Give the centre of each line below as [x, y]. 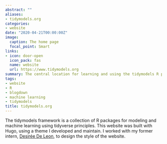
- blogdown [16, 93]
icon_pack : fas [25, 60]
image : [12, 38]
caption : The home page [34, 42]
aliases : [14, 14]
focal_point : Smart [30, 47]
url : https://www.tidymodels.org [44, 70]
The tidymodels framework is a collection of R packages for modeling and [81, 120]
